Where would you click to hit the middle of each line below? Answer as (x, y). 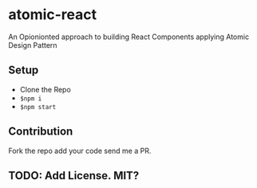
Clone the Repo (45, 89)
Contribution (41, 132)
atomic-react (53, 15)
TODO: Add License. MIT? (74, 176)
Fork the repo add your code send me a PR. (80, 151)
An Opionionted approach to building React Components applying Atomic (129, 37)
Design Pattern (33, 45)
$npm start (38, 107)
